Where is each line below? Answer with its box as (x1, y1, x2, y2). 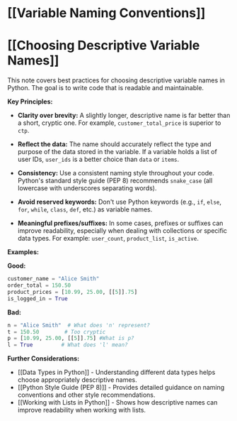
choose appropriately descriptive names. (17, 376, 138, 384)
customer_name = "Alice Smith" (7, 275, 100, 283)
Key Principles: (7, 97, 53, 106)
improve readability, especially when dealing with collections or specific (17, 226, 228, 235)
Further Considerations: (7, 354, 80, 363)
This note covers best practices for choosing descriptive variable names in (7, 76, 225, 84)
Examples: (7, 248, 39, 256)
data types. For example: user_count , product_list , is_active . (17, 234, 200, 243)
